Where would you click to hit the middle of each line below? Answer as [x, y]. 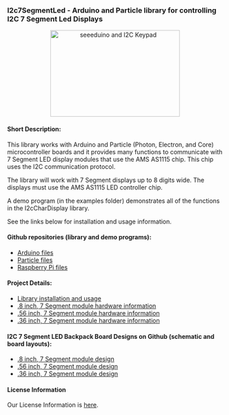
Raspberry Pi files [42, 267]
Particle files [35, 260]
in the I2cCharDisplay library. [48, 208]
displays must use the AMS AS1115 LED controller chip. [85, 187]
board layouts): [30, 344]
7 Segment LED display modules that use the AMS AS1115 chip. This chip [110, 159]
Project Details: [30, 283]
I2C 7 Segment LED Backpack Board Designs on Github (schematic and [111, 336]
